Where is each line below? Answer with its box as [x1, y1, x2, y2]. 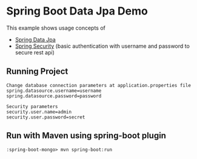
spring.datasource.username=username [6, 88, 102, 94]
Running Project [6, 67, 68, 77]
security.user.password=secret [6, 114, 85, 120]
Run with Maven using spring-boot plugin [6, 131, 167, 141]
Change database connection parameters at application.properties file [6, 82, 191, 88]
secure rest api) [15, 48, 55, 56]
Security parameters [6, 103, 59, 109]
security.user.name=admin [6, 109, 72, 115]
